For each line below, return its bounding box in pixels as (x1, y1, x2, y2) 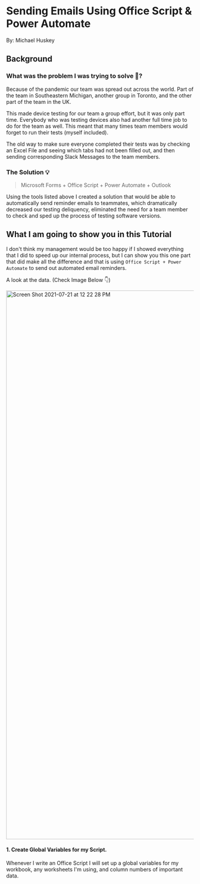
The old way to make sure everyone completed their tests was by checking (6, 140, 190, 148)
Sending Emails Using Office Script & (6, 4, 192, 18)
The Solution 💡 (6, 168, 50, 176)
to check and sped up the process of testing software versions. (6, 212, 162, 219)
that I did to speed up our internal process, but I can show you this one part (6, 251, 191, 259)
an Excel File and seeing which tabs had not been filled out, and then (6, 146, 175, 154)
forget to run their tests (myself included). (6, 128, 109, 136)
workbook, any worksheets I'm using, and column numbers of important (6, 865, 183, 873)
